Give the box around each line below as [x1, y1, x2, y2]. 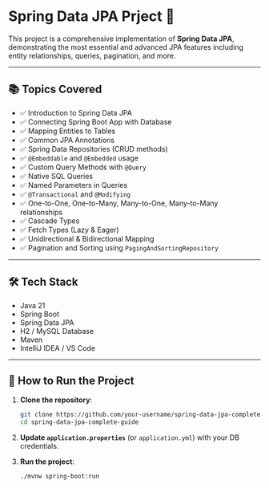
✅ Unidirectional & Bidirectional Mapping [19, 234, 155, 243]
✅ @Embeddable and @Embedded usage [19, 152, 139, 163]
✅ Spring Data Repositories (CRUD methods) [19, 144, 168, 153]
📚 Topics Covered [8, 83, 102, 96]
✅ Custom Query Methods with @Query [19, 162, 147, 172]
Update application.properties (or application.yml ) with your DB [19, 433, 240, 442]
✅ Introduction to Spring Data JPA [19, 108, 132, 117]
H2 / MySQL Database [19, 326, 94, 335]
